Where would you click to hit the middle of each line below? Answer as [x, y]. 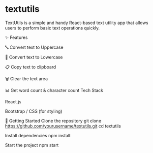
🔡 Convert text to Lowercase [34, 57]
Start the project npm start [32, 145]
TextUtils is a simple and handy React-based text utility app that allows [77, 23]
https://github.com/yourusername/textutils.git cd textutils [63, 126]
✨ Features [16, 37]
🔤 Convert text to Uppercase [34, 47]
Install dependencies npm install [38, 135]
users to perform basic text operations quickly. [52, 28]
